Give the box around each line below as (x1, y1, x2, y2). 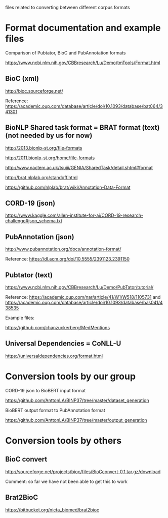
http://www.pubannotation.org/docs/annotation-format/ (5, 246, 121, 252)
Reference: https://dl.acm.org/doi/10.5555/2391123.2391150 (5, 256, 130, 262)
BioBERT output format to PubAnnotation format (5, 407, 105, 413)
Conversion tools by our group (5, 371, 136, 382)
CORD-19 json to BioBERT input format (5, 387, 86, 393)
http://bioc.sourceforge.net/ (5, 88, 63, 94)
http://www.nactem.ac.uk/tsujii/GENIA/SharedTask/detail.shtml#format (5, 164, 153, 170)
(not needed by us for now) (5, 131, 93, 140)
